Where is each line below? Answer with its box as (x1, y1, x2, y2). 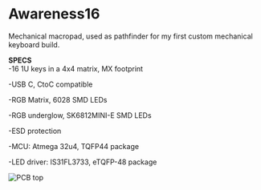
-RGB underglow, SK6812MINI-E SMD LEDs (8, 110, 152, 120)
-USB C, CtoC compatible (8, 79, 93, 89)
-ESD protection (8, 126, 62, 135)
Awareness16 (8, 5, 100, 23)
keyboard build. (8, 39, 60, 49)
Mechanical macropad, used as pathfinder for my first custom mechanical (8, 31, 253, 41)
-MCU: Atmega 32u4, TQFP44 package (8, 141, 139, 151)
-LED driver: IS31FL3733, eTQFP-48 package (8, 157, 157, 167)
